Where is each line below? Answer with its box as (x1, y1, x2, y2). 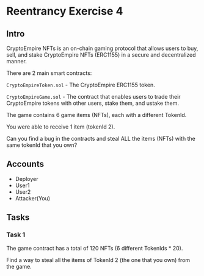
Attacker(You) (15, 194, 51, 202)
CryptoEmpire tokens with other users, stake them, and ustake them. (6, 99, 179, 107)
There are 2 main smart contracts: (6, 69, 92, 77)
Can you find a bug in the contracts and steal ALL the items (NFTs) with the (6, 135, 195, 142)
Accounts (6, 159, 45, 169)
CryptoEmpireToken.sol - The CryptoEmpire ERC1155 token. (6, 81, 156, 88)
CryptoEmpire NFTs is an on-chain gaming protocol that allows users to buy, (6, 44, 199, 52)
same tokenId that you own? (6, 141, 78, 149)
